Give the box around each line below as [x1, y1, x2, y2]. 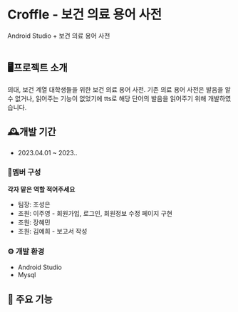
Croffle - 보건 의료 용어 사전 [7, 6, 162, 23]
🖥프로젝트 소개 [7, 62, 68, 74]
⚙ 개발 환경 [7, 246, 45, 256]
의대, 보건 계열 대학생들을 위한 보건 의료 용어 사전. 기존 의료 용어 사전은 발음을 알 [7, 85, 232, 93]
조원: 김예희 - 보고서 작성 [17, 227, 88, 235]
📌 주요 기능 [7, 293, 53, 305]
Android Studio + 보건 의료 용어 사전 [7, 31, 110, 40]
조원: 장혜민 [17, 218, 51, 227]
